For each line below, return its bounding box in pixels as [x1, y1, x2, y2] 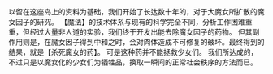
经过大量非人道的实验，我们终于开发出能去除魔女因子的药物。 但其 [29, 27, 253, 36]
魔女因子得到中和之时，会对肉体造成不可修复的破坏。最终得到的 [50, 37, 265, 47]
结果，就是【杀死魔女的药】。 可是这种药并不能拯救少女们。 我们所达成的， [8, 47, 258, 56]
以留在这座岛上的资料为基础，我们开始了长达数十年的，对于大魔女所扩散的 [8, 7, 258, 16]
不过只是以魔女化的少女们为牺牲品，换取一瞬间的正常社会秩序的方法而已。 [8, 57, 258, 67]
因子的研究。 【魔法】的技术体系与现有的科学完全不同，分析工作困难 [15, 17, 245, 27]
